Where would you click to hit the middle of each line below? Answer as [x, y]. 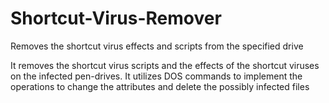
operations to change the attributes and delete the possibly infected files [160, 86]
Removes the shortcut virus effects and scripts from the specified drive [157, 46]
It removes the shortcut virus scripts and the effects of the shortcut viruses [165, 65]
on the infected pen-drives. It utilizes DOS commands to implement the [156, 76]
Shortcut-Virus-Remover [116, 18]
